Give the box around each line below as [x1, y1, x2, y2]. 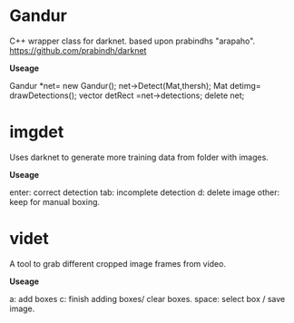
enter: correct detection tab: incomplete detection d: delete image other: [9, 187, 280, 198]
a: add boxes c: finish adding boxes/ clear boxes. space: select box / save [9, 293, 286, 304]
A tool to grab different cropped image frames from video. [9, 258, 227, 269]
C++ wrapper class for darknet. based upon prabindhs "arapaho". [9, 35, 256, 46]
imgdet [9, 122, 64, 142]
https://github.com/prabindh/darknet [9, 44, 147, 55]
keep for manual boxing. [9, 196, 101, 207]
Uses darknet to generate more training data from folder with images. [9, 152, 269, 162]
